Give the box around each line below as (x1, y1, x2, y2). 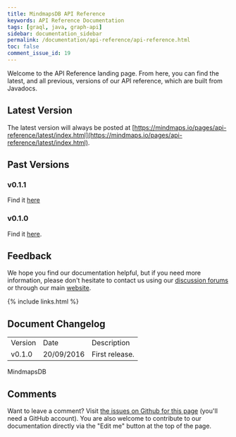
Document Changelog (7, 318, 106, 330)
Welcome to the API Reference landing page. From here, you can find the (7, 68, 220, 78)
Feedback (7, 250, 52, 262)
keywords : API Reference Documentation (7, 17, 125, 24)
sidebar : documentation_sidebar (7, 30, 102, 37)
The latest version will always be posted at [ (7, 123, 135, 131)
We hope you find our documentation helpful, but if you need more (7, 269, 201, 277)
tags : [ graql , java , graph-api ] (7, 23, 102, 30)
